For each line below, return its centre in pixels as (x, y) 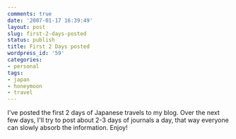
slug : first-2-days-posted (47, 34)
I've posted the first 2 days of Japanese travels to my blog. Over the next (114, 113)
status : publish (31, 40)
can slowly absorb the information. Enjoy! (68, 128)
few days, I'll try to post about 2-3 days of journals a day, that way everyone (118, 120)
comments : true (30, 14)
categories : (25, 60)
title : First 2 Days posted (49, 47)
